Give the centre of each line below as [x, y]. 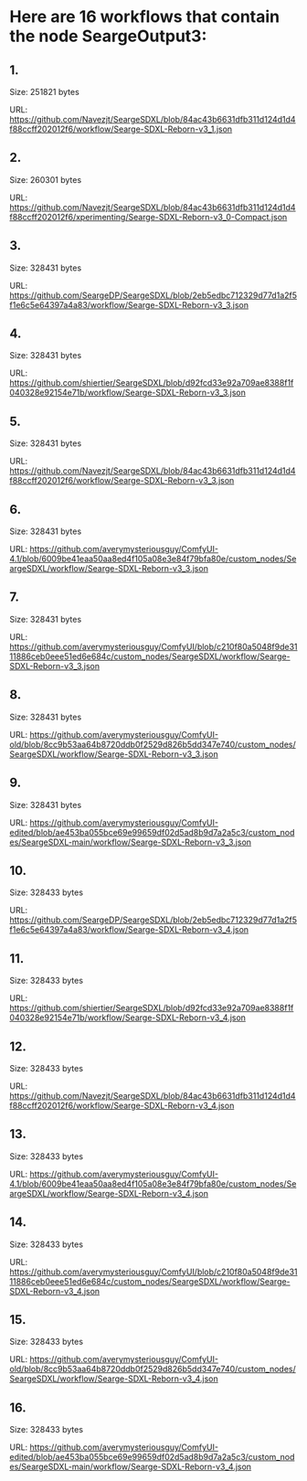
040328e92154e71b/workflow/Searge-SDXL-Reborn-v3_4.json [128, 1018]
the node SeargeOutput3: [108, 36]
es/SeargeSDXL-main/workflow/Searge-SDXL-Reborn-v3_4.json [131, 1467]
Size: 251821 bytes [44, 92]
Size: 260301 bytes [46, 179]
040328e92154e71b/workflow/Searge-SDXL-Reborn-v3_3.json [128, 393]
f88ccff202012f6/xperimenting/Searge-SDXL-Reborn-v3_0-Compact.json [148, 217]
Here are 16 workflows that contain [145, 17]
